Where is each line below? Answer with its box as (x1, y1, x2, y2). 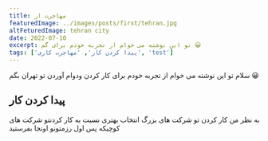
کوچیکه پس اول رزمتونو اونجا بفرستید (9, 123, 120, 132)
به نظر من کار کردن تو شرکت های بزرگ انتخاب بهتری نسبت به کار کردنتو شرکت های (9, 115, 260, 124)
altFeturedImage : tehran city (9, 26, 110, 34)
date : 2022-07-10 (9, 33, 67, 42)
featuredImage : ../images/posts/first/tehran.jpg (9, 19, 178, 27)
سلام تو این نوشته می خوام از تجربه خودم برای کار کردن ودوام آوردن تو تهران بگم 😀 (9, 71, 260, 80)
